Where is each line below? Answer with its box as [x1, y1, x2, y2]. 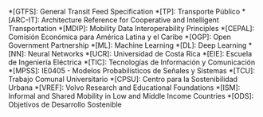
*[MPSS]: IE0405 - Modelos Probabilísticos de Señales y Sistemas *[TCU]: [8, 66, 255, 75]
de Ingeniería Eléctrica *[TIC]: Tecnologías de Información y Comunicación [8, 57, 256, 67]
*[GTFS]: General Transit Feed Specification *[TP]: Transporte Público [8, 7, 241, 16]
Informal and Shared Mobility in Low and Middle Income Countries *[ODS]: [8, 92, 254, 100]
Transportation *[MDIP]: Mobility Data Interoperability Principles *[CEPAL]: [8, 24, 255, 33]
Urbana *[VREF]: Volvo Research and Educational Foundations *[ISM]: [8, 83, 241, 92]
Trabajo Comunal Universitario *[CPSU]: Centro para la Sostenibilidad [8, 75, 237, 84]
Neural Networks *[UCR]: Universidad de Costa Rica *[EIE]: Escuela [27, 49, 253, 58]
